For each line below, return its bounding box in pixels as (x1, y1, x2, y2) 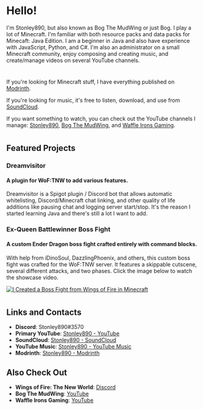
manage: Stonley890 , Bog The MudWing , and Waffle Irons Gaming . (6, 122, 175, 129)
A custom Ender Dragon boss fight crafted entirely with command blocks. (6, 240, 197, 247)
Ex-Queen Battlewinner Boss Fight (6, 225, 111, 234)
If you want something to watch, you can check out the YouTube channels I (6, 115, 196, 123)
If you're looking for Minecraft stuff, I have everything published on (6, 78, 175, 86)
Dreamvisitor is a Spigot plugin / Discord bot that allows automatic (6, 190, 172, 198)
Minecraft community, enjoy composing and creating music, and (6, 50, 169, 57)
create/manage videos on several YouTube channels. (6, 56, 140, 64)
